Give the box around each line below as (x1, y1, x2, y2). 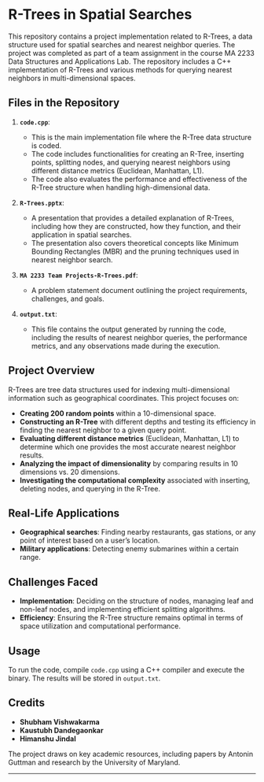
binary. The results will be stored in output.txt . (8, 673, 161, 683)
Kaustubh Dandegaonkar (19, 725, 104, 735)
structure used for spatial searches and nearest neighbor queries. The (8, 39, 236, 49)
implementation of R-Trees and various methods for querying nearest (8, 65, 233, 74)
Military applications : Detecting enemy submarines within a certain (19, 544, 240, 554)
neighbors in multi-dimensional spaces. (8, 73, 136, 83)
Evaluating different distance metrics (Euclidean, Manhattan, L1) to (19, 433, 240, 443)
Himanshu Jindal (19, 734, 76, 743)
